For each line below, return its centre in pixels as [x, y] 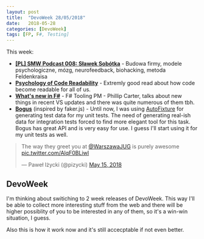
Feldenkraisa [31, 77]
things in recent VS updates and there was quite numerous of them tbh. [105, 102]
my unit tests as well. [41, 135]
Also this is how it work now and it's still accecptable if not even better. [95, 229]
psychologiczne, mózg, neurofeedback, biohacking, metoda [90, 70]
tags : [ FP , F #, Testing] [38, 35]
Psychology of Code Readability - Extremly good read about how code [105, 83]
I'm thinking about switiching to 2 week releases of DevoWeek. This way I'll [100, 198]
